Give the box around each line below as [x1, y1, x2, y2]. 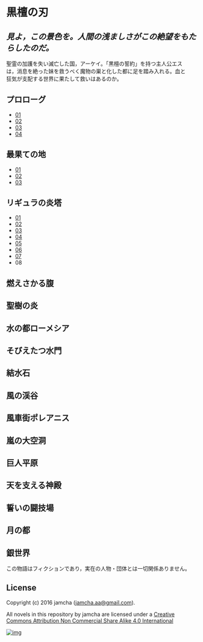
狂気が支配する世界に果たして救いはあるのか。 [6, 75, 122, 82]
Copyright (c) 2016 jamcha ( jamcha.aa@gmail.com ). [6, 598, 136, 606]
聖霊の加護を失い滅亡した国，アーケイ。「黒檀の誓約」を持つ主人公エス [6, 60, 183, 67]
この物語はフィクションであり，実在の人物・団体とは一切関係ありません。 [6, 565, 191, 572]
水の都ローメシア [6, 323, 70, 333]
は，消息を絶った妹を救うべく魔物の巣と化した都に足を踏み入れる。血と [6, 68, 186, 74]
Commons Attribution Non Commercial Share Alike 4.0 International [6, 617, 173, 624]
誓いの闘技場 [6, 503, 54, 513]
